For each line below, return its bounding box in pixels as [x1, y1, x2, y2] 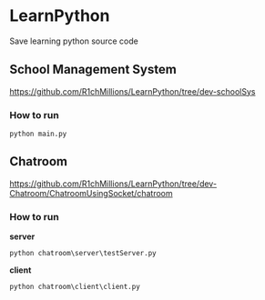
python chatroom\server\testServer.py [9, 249, 157, 258]
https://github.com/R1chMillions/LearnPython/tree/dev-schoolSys [9, 85, 256, 96]
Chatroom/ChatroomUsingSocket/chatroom [9, 187, 173, 198]
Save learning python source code [9, 35, 138, 46]
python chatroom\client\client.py [9, 283, 141, 292]
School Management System [9, 62, 178, 77]
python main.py [9, 129, 67, 139]
